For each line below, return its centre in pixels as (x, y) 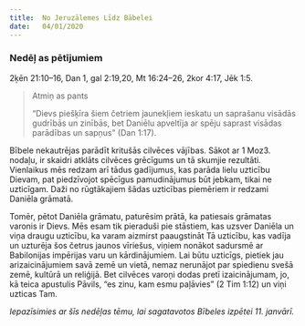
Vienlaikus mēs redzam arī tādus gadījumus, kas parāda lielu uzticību (140, 169)
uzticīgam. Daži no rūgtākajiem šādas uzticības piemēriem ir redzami (139, 188)
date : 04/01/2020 (47, 26)
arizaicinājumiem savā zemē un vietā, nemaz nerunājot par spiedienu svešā (152, 264)
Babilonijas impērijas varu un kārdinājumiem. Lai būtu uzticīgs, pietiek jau (147, 255)
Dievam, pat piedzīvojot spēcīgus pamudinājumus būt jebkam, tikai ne (141, 179)
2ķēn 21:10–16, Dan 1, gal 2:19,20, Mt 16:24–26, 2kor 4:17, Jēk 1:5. (131, 77)
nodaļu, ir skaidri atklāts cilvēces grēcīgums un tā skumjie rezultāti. (136, 159)
